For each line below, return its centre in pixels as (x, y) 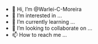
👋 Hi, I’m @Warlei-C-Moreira (47, 9)
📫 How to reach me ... (39, 35)
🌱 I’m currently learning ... (43, 22)
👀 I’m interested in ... (37, 15)
